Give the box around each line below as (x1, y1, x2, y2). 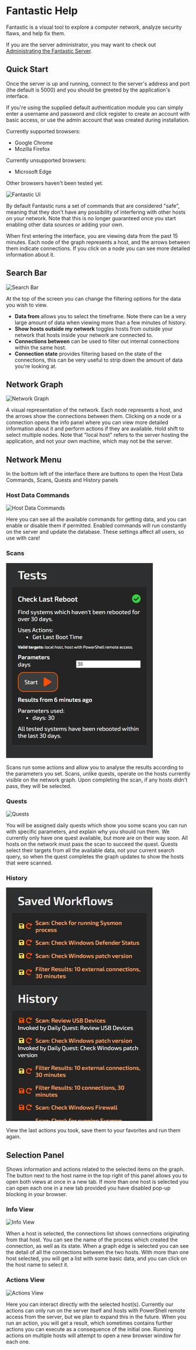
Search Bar (6, 268, 47, 278)
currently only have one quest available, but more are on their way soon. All (6, 834, 188, 841)
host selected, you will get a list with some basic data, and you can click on (6, 1255, 187, 1262)
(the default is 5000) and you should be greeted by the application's (6, 86, 171, 93)
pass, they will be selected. (6, 782, 72, 789)
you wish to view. (6, 301, 48, 308)
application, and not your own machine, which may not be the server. (6, 437, 173, 445)
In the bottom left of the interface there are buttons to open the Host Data (6, 470, 183, 477)
